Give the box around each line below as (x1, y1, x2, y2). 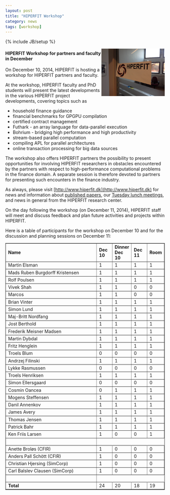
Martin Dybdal (8, 335, 38, 341)
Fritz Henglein (8, 343, 37, 349)
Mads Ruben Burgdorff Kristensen (8, 269, 79, 276)
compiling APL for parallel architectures (12, 140, 95, 146)
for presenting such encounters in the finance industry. (5, 177, 120, 183)
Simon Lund (8, 306, 33, 312)
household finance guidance (12, 108, 72, 114)
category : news (5, 19, 37, 24)
